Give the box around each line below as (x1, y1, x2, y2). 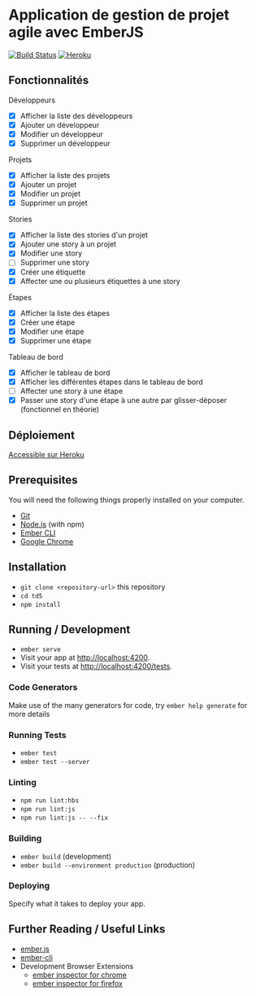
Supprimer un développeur (20, 138, 111, 148)
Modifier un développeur (20, 129, 104, 139)
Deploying (8, 880, 50, 892)
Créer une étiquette (20, 267, 86, 277)
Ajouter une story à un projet (20, 239, 116, 249)
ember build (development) (20, 851, 112, 861)
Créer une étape (20, 317, 76, 327)
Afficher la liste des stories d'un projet (20, 230, 149, 240)
